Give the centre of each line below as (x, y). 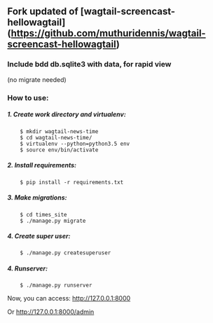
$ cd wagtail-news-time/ (56, 137)
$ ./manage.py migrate (53, 221)
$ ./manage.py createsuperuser (66, 253)
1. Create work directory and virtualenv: (67, 114)
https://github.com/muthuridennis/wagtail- (108, 33)
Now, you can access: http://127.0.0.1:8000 (69, 298)
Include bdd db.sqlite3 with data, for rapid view (89, 64)
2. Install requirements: (42, 165)
